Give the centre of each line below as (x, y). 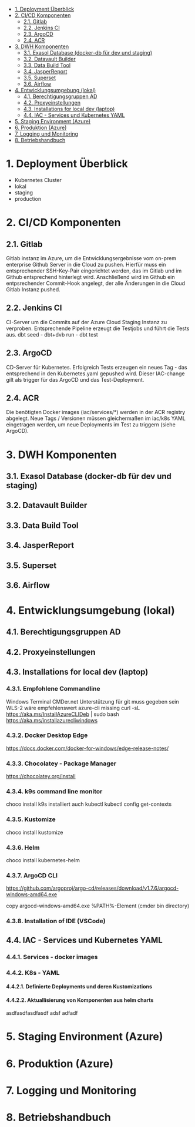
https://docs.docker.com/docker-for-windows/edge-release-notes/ (88, 748)
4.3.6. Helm (23, 847)
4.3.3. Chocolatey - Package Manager (61, 763)
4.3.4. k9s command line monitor (54, 792)
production (28, 199)
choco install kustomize (35, 832)
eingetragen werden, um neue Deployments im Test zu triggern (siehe (91, 425)
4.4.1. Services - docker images (52, 957)
